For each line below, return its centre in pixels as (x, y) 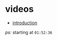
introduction (25, 23)
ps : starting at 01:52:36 (29, 32)
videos (19, 9)
